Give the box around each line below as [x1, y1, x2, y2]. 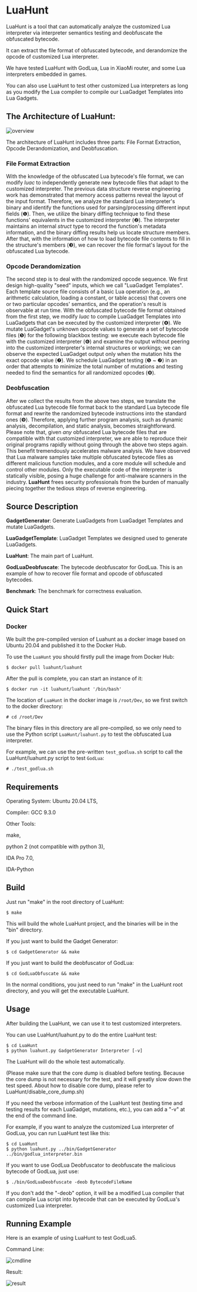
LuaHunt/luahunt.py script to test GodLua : [6, 755, 104, 762]
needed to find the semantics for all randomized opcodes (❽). [6, 369, 156, 376]
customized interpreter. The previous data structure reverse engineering [6, 186, 181, 193]
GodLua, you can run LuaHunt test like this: [6, 1129, 110, 1136]
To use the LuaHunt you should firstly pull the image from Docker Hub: [6, 653, 175, 661]
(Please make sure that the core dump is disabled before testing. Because [6, 1069, 185, 1076]
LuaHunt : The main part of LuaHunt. [6, 553, 94, 560]
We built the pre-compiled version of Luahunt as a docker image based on [6, 635, 186, 643]
